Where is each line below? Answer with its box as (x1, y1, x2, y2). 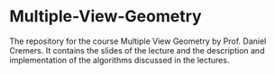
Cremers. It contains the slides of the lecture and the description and (9, 45, 265, 55)
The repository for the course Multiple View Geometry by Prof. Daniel (9, 36, 267, 46)
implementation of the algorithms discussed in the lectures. (9, 54, 230, 65)
